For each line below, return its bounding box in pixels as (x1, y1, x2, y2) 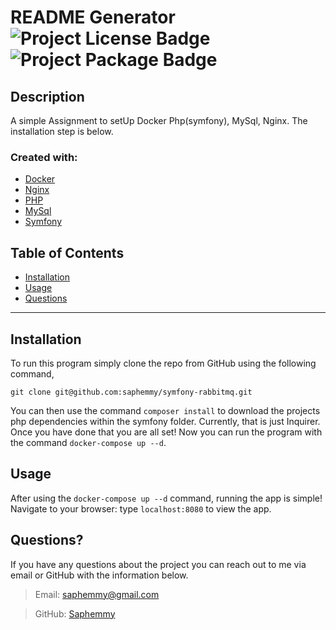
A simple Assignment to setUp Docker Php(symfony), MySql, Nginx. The (10, 115, 308, 126)
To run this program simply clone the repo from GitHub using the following (10, 357, 317, 369)
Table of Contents (10, 244, 125, 261)
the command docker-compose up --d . (10, 436, 167, 448)
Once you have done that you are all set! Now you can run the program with (10, 426, 323, 438)
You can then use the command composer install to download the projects (10, 404, 321, 416)
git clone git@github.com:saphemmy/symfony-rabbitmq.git (10, 387, 253, 397)
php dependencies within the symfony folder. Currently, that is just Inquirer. (10, 415, 321, 427)
